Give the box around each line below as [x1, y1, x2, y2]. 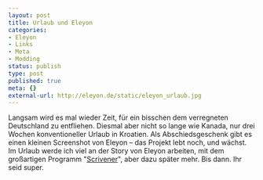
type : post [8, 70, 44, 77]
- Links [8, 41, 34, 49]
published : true [8, 77, 61, 85]
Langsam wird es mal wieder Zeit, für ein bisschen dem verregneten [8, 113, 229, 122]
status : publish [8, 63, 61, 70]
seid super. [8, 163, 45, 172]
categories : [8, 26, 47, 34]
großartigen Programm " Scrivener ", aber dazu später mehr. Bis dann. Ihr [8, 154, 242, 164]
